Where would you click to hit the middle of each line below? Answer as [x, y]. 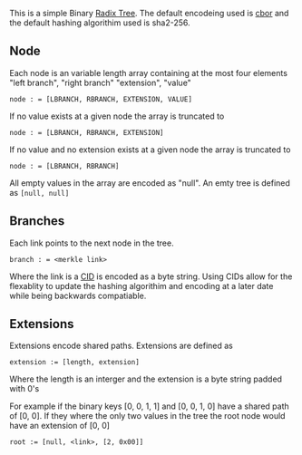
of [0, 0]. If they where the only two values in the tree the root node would [147, 416]
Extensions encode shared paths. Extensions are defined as [121, 346]
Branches [37, 221]
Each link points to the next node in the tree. [92, 243]
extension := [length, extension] [75, 363]
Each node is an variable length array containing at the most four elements [149, 73]
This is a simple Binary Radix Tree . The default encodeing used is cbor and [149, 13]
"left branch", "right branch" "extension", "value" [101, 82]
